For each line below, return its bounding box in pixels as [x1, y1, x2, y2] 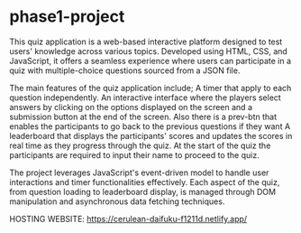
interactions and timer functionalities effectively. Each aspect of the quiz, [9, 176, 280, 187]
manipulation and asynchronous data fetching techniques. [9, 196, 225, 207]
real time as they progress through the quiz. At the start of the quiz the [9, 140, 271, 151]
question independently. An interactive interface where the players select [9, 92, 281, 103]
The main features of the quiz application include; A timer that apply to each [9, 82, 292, 93]
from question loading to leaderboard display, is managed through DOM [9, 186, 277, 197]
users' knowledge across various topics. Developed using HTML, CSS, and [9, 45, 288, 56]
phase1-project [9, 6, 125, 27]
